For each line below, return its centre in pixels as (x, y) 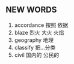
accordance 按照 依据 (41, 25)
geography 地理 (34, 40)
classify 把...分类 (35, 47)
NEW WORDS (31, 10)
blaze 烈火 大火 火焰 (39, 32)
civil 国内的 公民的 (37, 55)
